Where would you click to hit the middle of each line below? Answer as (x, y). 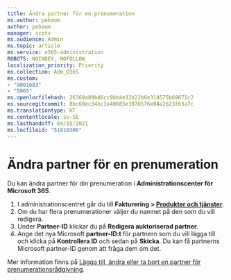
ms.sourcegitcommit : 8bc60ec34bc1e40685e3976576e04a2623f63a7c (101, 104)
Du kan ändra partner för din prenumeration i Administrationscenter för (110, 183)
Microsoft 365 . (29, 191)
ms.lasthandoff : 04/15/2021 (48, 123)
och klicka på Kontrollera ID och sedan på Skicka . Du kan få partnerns (118, 241)
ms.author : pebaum (34, 20)
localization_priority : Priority (55, 65)
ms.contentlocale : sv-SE (43, 117)
